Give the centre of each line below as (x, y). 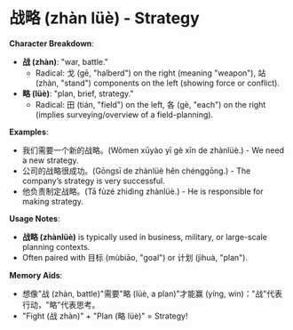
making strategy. (53, 201)
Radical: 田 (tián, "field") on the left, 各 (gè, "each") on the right (150, 104)
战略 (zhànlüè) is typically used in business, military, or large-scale (145, 237)
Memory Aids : (36, 275)
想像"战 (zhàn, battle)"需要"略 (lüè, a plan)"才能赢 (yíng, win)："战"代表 (152, 294)
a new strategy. (50, 160)
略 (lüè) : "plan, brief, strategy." (78, 93)
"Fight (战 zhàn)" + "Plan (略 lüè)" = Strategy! (105, 316)
